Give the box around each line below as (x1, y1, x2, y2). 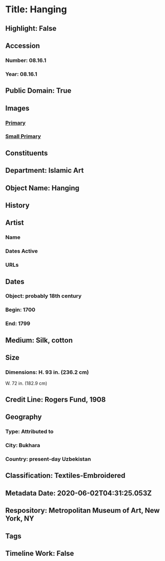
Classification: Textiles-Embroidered (5, 471, 126, 480)
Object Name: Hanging (5, 184, 79, 192)
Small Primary (5, 133, 41, 140)
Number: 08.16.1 (5, 56, 47, 64)
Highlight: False (5, 24, 57, 33)
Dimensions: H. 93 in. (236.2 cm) (5, 369, 89, 376)
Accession (5, 41, 40, 50)
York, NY (5, 514, 34, 523)
